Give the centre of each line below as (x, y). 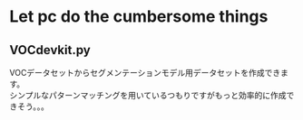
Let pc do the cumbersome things (139, 17)
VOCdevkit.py (50, 50)
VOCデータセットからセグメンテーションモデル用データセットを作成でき (145, 73)
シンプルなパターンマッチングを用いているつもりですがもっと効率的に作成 (148, 95)
